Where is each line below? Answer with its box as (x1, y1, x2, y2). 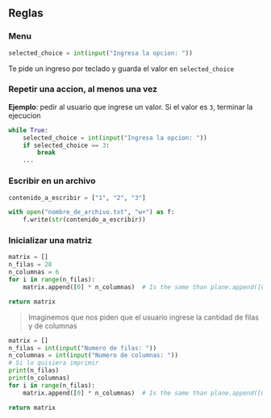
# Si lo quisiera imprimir (8, 359, 99, 367)
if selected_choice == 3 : (23, 141, 110, 149)
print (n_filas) (8, 366, 60, 374)
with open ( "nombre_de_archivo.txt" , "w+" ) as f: (8, 208, 175, 216)
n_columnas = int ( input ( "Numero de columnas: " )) (8, 351, 179, 360)
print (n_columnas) (8, 374, 70, 382)
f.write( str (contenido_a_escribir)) (23, 215, 147, 224)
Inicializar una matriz (8, 235, 93, 246)
